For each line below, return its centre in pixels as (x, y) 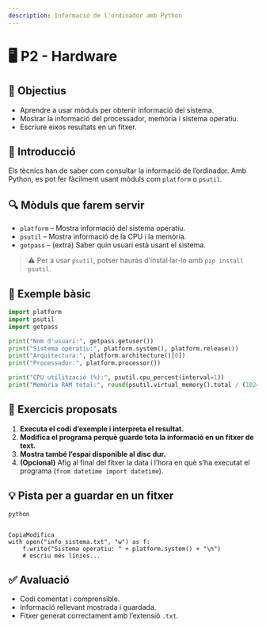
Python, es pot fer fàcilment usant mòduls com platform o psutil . (116, 179)
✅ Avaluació (39, 580)
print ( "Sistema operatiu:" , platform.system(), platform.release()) (123, 348)
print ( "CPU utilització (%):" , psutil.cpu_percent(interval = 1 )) (116, 377)
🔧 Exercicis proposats (63, 410)
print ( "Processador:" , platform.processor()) (84, 363)
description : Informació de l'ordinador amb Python (95, 15)
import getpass (33, 327)
